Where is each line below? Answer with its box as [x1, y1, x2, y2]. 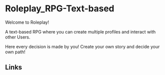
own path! [5, 49, 26, 55]
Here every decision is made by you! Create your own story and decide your [5, 43, 160, 49]
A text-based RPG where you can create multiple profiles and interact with [5, 29, 156, 35]
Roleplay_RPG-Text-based [5, 3, 115, 14]
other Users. [5, 34, 31, 40]
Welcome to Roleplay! [5, 19, 49, 25]
